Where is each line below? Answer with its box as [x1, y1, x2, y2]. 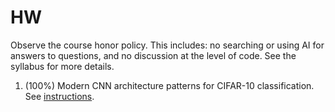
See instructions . [24, 90, 95, 102]
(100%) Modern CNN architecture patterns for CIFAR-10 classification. [24, 79, 315, 91]
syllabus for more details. [10, 60, 115, 72]
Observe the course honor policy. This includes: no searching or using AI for [10, 39, 325, 51]
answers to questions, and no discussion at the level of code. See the [10, 49, 297, 61]
